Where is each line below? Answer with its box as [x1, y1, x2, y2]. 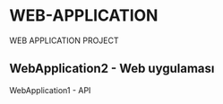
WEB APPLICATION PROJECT [9, 35, 119, 46]
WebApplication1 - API [9, 84, 91, 95]
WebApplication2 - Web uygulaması [9, 61, 215, 76]
